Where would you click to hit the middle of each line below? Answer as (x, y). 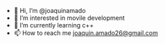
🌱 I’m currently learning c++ (54, 25)
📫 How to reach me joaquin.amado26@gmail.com (86, 33)
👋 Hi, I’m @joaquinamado (50, 11)
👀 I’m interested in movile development (69, 18)
